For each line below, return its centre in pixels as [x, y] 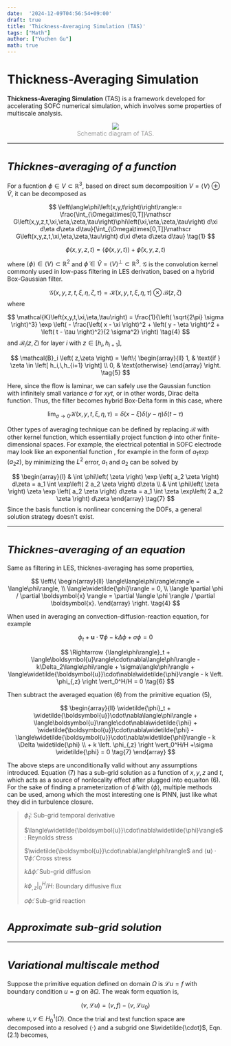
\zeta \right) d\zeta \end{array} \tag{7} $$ [115, 499]
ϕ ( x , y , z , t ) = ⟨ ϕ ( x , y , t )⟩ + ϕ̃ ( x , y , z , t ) [115, 249]
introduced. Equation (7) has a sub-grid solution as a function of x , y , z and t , [115, 772]
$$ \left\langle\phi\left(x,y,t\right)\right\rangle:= [115, 206]
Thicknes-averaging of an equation [96, 550]
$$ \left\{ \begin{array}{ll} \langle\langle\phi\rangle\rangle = [115, 581]
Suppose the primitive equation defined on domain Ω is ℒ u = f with [102, 983]
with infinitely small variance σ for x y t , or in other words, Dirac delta [103, 393]
